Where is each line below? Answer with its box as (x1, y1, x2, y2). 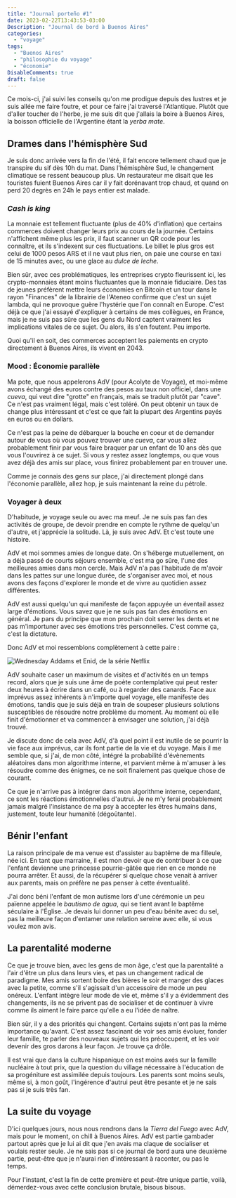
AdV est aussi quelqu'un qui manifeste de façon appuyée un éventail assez (7, 600, 225, 608)
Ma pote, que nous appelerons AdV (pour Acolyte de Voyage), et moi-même (7, 377, 228, 386)
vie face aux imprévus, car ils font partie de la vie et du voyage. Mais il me (7, 744, 222, 753)
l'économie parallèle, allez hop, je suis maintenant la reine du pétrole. (7, 479, 207, 488)
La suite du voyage (7, 1106, 91, 1118)
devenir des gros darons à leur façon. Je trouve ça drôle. (7, 1041, 172, 1050)
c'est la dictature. (7, 630, 58, 638)
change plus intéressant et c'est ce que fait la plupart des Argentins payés (7, 407, 223, 415)
